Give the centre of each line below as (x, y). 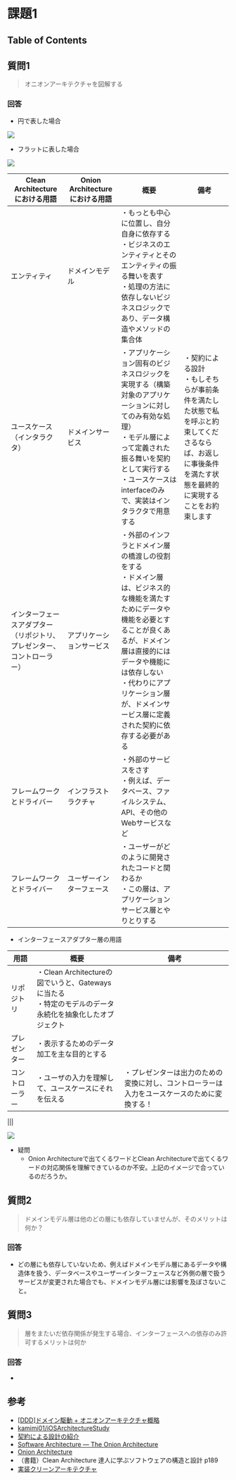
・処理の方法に (146, 287)
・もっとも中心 (146, 213)
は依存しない (142, 672)
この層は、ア (149, 889)
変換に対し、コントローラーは (173, 1083)
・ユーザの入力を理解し (76, 1078)
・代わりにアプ (146, 683)
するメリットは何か (58, 1342)
